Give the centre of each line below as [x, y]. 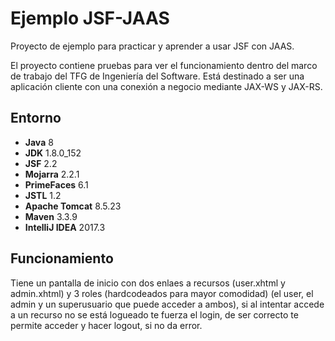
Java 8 [39, 142]
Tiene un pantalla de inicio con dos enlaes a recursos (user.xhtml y [148, 283]
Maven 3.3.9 [51, 216]
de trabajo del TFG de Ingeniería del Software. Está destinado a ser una [157, 76]
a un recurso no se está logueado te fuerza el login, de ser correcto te [154, 314]
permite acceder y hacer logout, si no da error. [106, 325]
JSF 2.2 [41, 163]
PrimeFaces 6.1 [56, 184]
